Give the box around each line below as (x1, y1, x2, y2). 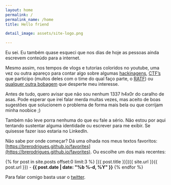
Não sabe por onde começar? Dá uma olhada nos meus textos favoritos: (5, 138, 157, 144)
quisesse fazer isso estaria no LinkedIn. (5, 128, 88, 134)
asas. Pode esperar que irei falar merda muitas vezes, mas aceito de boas (5, 97, 161, 103)
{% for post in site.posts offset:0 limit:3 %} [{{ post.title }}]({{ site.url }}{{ (5, 159, 158, 165)
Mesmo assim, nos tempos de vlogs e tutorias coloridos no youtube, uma (5, 65, 160, 71)
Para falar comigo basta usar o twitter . (5, 174, 86, 180)
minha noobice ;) (5, 107, 41, 113)
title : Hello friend (5, 21, 50, 27)
